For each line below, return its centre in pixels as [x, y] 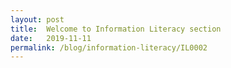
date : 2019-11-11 [51, 38]
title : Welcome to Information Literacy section [116, 29]
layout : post [37, 19]
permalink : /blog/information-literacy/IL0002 [109, 47]
